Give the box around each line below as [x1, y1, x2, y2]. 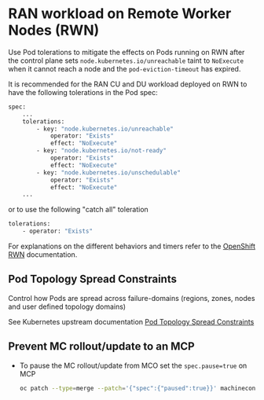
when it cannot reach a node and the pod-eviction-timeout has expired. [8, 64, 241, 73]
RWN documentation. [8, 250, 78, 259]
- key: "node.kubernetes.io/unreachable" [36, 125, 174, 133]
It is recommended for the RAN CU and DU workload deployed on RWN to [8, 79, 247, 89]
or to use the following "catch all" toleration [8, 205, 149, 215]
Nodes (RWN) [8, 21, 100, 39]
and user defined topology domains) [8, 302, 126, 311]
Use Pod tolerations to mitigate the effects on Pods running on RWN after [8, 47, 245, 57]
